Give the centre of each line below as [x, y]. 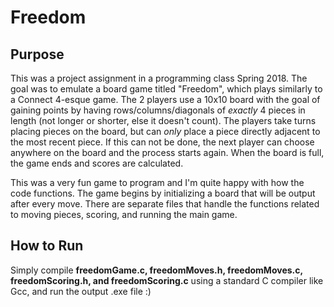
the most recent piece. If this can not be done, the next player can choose [162, 142]
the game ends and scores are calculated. [97, 163]
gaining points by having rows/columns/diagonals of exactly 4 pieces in [158, 110]
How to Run [47, 246]
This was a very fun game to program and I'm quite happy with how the [157, 182]
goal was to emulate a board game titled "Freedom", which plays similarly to [166, 89]
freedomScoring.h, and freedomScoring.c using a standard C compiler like [167, 280]
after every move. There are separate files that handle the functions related [165, 204]
